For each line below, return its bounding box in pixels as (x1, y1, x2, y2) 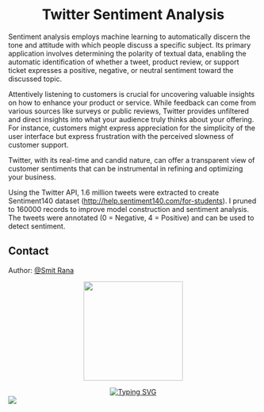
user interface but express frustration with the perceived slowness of (8, 131, 234, 141)
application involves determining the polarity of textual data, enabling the (8, 48, 247, 58)
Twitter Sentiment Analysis (41, 6, 225, 24)
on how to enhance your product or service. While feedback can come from (8, 98, 256, 107)
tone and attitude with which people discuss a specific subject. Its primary (8, 40, 251, 49)
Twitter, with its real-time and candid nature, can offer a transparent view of (8, 155, 255, 164)
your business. (8, 172, 57, 182)
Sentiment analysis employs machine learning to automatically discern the (8, 32, 251, 41)
